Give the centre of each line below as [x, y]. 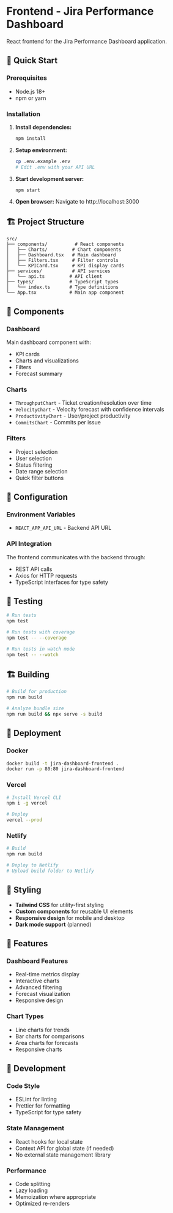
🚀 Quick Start [32, 60]
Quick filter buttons [39, 478]
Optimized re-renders [42, 1203]
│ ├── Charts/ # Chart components [64, 250]
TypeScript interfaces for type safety [62, 582]
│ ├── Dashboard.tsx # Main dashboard [61, 255]
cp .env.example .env [42, 161]
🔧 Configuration [37, 497]
